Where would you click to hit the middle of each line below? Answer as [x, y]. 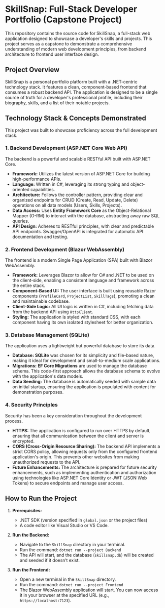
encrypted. [23, 441]
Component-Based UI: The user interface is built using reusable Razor [84, 291]
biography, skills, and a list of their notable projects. [57, 103]
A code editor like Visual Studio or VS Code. [64, 525]
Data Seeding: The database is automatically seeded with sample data [84, 382]
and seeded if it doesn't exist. [50, 560]
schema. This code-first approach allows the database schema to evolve [86, 371]
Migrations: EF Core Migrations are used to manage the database [80, 366]
